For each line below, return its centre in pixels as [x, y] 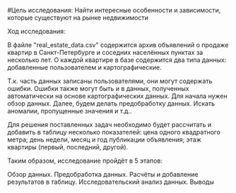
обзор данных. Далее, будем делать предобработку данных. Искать [111, 104]
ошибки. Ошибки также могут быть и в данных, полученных [98, 88]
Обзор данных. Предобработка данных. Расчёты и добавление [103, 174]
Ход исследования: [36, 31]
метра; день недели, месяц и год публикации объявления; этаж [104, 139]
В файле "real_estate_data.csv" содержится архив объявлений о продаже [118, 45]
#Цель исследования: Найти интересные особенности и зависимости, [114, 10]
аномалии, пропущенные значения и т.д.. [70, 111]
